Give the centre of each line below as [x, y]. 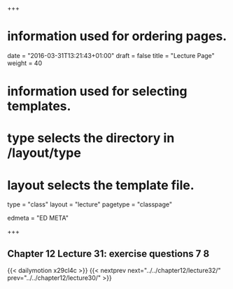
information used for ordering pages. [117, 36]
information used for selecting [97, 91]
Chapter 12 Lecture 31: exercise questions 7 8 [108, 254]
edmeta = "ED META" [38, 218]
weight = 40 [25, 63]
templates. [39, 106]
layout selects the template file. [101, 185]
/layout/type [44, 153]
